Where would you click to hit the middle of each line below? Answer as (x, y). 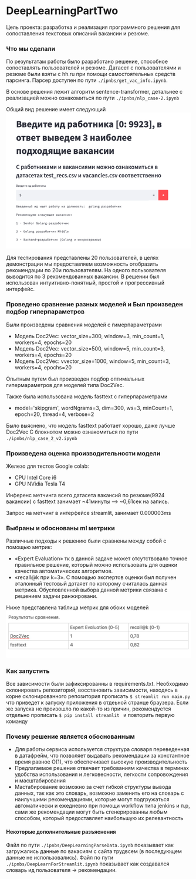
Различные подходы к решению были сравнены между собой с (86, 541)
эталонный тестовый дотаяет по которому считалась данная (91, 584)
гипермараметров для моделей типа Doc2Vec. (65, 385)
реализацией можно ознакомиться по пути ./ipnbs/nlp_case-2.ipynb (93, 98)
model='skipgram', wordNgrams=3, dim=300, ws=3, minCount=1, (94, 408)
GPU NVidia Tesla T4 (40, 484)
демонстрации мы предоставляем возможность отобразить (82, 264)
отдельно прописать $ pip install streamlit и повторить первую (90, 715)
